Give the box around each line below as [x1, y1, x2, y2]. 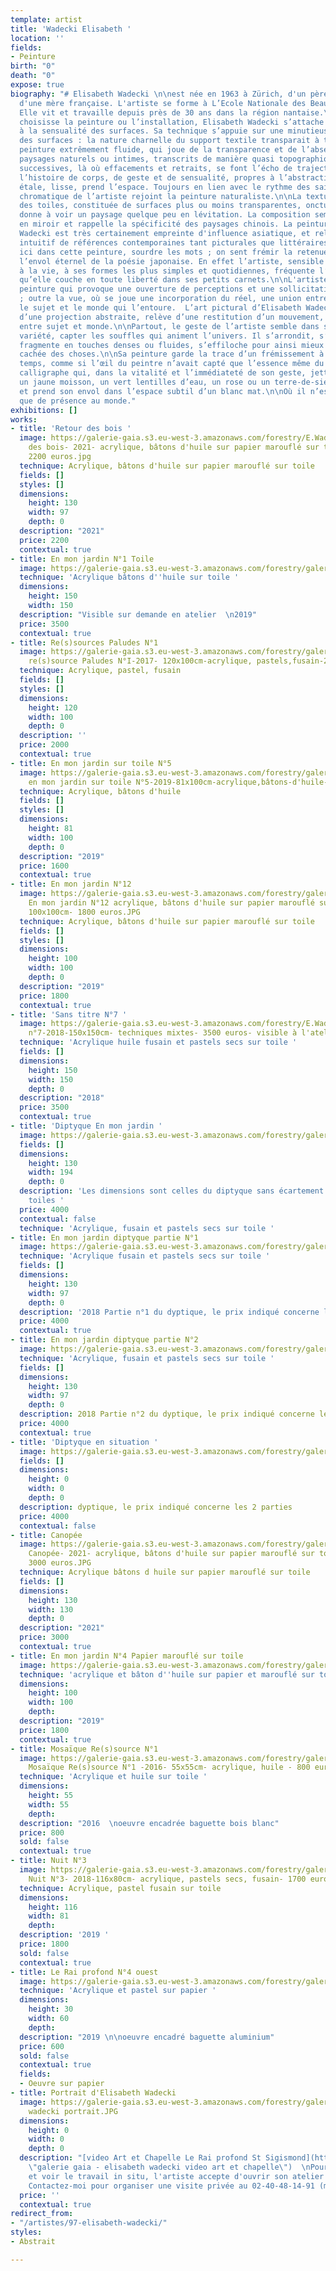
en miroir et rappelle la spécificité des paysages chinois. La [19, 219, 293, 230]
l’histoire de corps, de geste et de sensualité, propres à [19, 172, 275, 183]
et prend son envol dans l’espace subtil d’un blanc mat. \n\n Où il [19, 386, 307, 396]
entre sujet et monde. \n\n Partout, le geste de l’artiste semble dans [19, 321, 320, 331]
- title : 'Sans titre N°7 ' [10, 1009, 128, 1020]
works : [10, 414, 38, 425]
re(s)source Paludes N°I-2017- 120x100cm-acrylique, [28, 656, 253, 666]
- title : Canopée [10, 1530, 83, 1540]
